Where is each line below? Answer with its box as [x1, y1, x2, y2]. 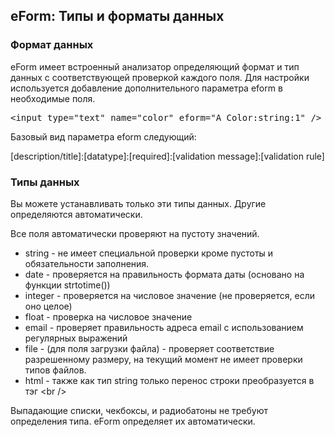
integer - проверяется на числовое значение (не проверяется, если [24, 289, 315, 301]
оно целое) [24, 300, 73, 312]
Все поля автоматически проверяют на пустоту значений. [10, 227, 260, 239]
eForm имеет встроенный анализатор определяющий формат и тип [10, 60, 300, 73]
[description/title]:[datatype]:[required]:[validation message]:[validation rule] [10, 150, 325, 162]
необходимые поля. [10, 92, 96, 104]
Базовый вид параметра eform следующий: [10, 130, 197, 143]
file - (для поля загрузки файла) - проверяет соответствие [24, 342, 275, 354]
